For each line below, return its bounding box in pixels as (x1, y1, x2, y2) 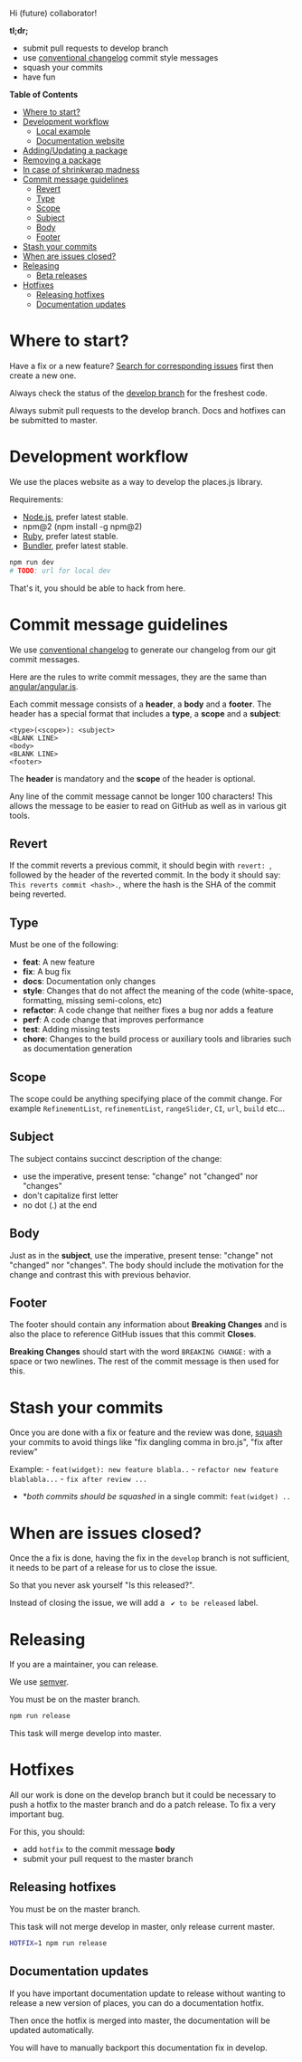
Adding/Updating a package (22, 145, 128, 156)
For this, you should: (9, 1827, 86, 1838)
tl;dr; (9, 25, 29, 35)
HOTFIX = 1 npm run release (9, 1938, 107, 1948)
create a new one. (9, 370, 77, 381)
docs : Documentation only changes (22, 976, 156, 987)
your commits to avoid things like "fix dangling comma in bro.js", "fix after (9, 1437, 283, 1448)
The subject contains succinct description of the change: (9, 1153, 222, 1164)
